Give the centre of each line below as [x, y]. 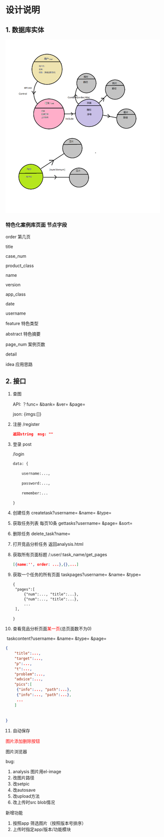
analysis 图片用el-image [37, 772]
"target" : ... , [29, 658]
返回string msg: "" [33, 434]
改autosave [24, 790]
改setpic [21, 784]
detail [11, 354]
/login [18, 454]
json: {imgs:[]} [27, 414]
